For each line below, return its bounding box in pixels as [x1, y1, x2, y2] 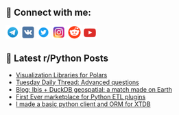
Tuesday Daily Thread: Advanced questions [15, 78, 139, 86]
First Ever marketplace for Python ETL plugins [15, 92, 146, 101]
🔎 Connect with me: [5, 7, 91, 18]
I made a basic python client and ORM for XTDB [15, 100, 151, 108]
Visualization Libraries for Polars [15, 71, 108, 79]
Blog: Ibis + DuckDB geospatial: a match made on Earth [15, 85, 172, 93]
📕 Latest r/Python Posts [5, 53, 109, 64]
